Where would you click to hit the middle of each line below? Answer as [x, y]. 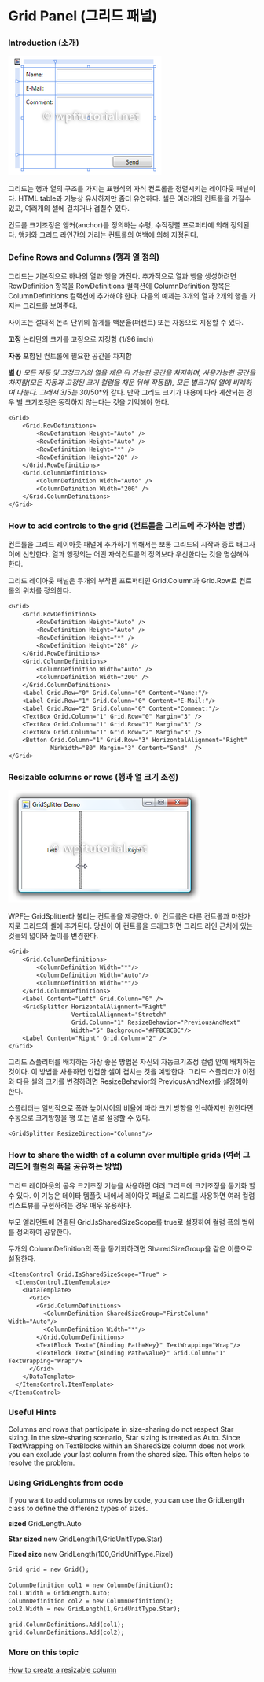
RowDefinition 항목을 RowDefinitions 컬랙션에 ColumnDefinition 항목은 [119, 286]
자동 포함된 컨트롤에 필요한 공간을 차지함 [70, 356]
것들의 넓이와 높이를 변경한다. [53, 936]
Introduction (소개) [44, 43]
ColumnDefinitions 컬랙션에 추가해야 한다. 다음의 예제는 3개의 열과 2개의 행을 [128, 295]
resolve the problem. [42, 1462]
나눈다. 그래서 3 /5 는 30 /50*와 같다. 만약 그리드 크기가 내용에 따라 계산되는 [130, 392]
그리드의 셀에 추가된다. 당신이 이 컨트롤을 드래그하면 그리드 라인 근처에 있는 [138, 926]
